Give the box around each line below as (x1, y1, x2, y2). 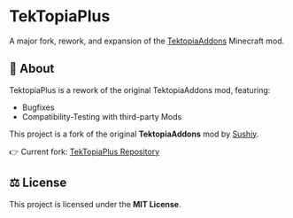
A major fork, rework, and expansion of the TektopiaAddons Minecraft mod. (9, 35, 285, 46)
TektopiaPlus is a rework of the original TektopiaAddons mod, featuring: (9, 84, 271, 95)
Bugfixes (21, 102, 55, 113)
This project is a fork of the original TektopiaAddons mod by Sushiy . (9, 128, 259, 139)
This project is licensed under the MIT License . (9, 199, 181, 209)
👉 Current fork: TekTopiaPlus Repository (9, 146, 160, 157)
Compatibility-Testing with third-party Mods (21, 111, 182, 121)
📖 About (9, 61, 55, 76)
